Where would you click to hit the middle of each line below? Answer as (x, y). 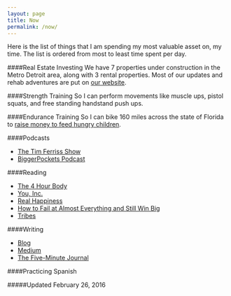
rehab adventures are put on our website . (67, 83)
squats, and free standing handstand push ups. (75, 104)
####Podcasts (29, 138)
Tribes (27, 216)
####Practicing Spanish (42, 272)
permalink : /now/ (33, 27)
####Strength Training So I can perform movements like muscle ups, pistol (115, 96)
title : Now (23, 20)
